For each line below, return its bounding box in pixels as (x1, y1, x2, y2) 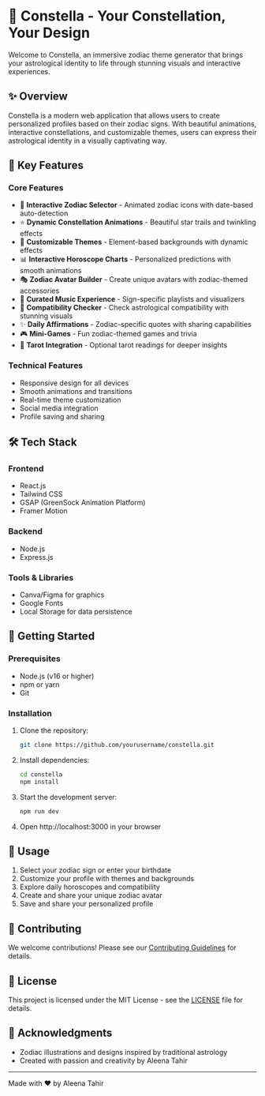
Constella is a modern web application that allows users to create (8, 111, 221, 120)
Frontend (8, 464, 44, 475)
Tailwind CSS (19, 490, 63, 499)
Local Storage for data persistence (19, 607, 132, 617)
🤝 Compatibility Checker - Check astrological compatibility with (19, 303, 229, 313)
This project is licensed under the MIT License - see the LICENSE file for (8, 995, 243, 1004)
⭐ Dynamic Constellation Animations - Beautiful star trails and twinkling (19, 217, 256, 227)
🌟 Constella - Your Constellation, (8, 7, 226, 25)
